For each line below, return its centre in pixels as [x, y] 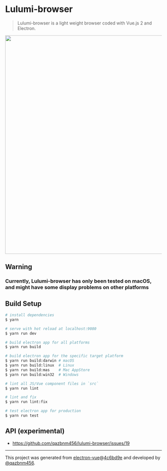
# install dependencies [30, 315]
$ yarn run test [22, 416]
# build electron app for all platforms [48, 342]
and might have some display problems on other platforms [77, 287]
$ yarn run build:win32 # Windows [42, 375]
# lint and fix [21, 397]
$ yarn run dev [21, 333]
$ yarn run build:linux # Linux [40, 366]
